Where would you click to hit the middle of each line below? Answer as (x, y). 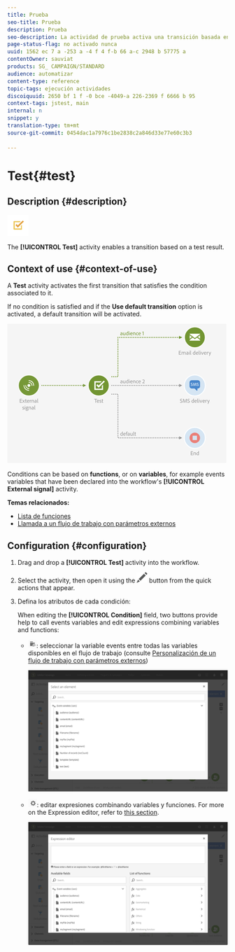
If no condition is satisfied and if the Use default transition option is (105, 307)
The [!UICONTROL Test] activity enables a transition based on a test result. (116, 247)
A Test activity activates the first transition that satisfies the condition (107, 286)
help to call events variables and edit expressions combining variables (118, 622)
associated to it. (30, 293)
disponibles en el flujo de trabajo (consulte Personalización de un (122, 653)
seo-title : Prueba (34, 22)
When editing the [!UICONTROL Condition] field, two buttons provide (117, 615)
